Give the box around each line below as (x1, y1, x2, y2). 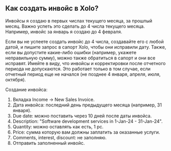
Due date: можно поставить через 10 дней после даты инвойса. (12, 113, 152, 119)
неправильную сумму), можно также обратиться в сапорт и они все (5, 55, 156, 61)
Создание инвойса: (5, 87, 47, 93)
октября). (5, 76, 27, 82)
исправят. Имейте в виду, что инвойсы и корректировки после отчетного (5, 60, 166, 66)
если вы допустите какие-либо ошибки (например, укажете (5, 49, 137, 55)
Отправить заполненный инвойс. (12, 140, 85, 146)
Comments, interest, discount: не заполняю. (12, 134, 107, 140)
